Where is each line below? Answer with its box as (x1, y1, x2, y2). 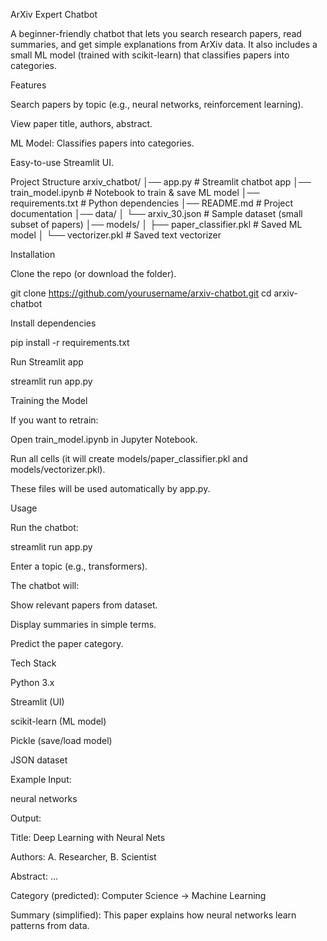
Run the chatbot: (10, 522, 79, 533)
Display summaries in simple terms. (10, 619, 157, 630)
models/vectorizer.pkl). (10, 464, 106, 475)
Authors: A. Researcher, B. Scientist (10, 851, 157, 863)
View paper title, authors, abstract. (10, 118, 153, 129)
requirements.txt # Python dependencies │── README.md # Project (10, 197, 294, 209)
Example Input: (10, 774, 72, 785)
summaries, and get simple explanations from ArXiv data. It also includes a (10, 39, 318, 50)
